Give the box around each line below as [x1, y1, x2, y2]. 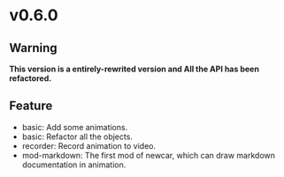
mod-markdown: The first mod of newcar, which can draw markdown [21, 150, 276, 160]
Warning [9, 41, 58, 55]
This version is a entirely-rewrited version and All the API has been [9, 63, 259, 74]
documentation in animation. [21, 159, 127, 170]
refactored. [9, 73, 52, 84]
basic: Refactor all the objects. [21, 131, 133, 142]
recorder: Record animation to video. [21, 140, 157, 151]
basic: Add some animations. [21, 122, 128, 132]
